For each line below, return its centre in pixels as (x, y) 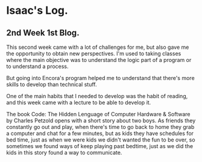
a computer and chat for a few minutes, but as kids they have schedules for (100, 133)
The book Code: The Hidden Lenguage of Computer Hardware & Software (98, 114)
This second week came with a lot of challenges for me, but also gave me (98, 47)
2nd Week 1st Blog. (43, 33)
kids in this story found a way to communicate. (64, 152)
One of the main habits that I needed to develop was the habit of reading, (97, 96)
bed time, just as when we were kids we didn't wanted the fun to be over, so (101, 140)
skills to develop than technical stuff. (52, 84)
